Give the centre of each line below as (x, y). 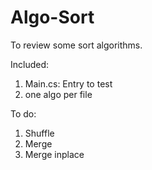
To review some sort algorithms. (76, 45)
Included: (30, 64)
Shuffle (39, 133)
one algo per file (58, 94)
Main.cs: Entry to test (68, 83)
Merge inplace (54, 154)
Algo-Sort (52, 17)
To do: (23, 113)
